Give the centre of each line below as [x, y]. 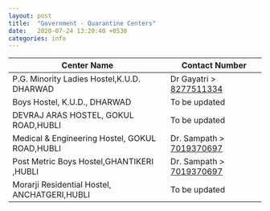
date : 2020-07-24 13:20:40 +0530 [68, 31]
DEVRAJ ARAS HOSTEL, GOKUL [73, 115]
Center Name [88, 65]
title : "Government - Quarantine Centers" [82, 23]
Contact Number [214, 65]
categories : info [37, 38]
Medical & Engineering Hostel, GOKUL [84, 139]
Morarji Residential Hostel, [62, 184]
